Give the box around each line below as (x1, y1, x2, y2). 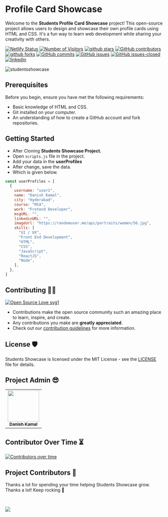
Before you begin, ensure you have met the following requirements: (5, 94, 144, 100)
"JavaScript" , (18, 248, 49, 254)
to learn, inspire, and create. (12, 314, 71, 320)
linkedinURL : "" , (14, 216, 51, 221)
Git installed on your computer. (12, 109, 76, 115)
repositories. (12, 119, 39, 126)
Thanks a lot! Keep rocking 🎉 (5, 487, 65, 493)
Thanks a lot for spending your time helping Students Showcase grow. (5, 482, 150, 487)
